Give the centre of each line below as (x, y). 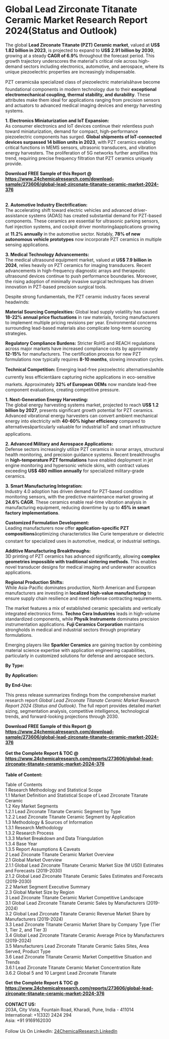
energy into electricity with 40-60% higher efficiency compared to (75, 421)
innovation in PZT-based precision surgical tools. (56, 287)
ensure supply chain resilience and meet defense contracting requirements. (84, 598)
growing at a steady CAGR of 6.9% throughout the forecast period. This (80, 55)
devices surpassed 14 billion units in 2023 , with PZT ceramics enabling (80, 142)
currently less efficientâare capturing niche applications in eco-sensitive (80, 377)
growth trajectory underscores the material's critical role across (71, 61)
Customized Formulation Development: (47, 522)
